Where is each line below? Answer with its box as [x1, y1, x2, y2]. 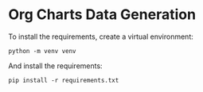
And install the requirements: [8, 61, 103, 71]
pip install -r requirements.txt [8, 76, 119, 84]
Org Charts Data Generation [8, 6, 197, 24]
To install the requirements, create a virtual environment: [8, 32, 193, 41]
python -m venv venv [8, 47, 77, 55]
